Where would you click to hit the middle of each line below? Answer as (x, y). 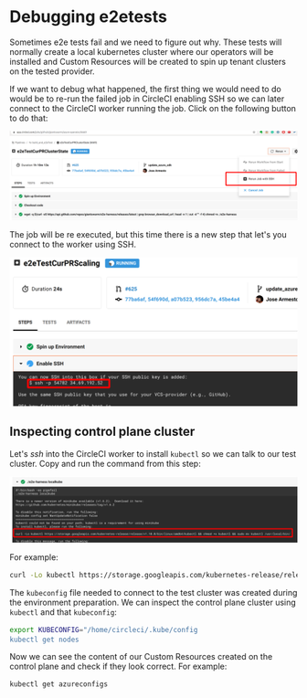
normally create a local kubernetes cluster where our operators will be (142, 51)
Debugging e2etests (88, 17)
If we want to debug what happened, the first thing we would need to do (145, 89)
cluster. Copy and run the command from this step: (105, 463)
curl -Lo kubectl (42, 575)
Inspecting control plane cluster (102, 432)
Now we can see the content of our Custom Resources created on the (141, 657)
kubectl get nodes (44, 640)
